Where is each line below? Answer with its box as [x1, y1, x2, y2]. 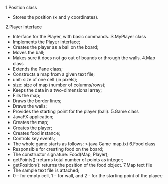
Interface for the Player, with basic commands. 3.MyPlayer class [12, 34, 146, 39]
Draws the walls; [12, 103, 47, 109]
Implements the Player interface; [12, 39, 81, 45]
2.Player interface [5, 24, 42, 30]
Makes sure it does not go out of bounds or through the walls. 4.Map [12, 55, 155, 61]
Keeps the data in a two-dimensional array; [12, 87, 102, 93]
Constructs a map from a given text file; [12, 71, 95, 77]
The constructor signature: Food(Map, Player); [12, 151, 109, 157]
